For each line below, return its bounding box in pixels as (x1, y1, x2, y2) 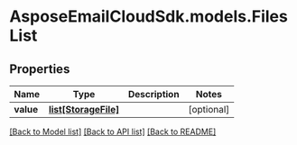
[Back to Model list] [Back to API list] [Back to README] (9, 126, 217, 137)
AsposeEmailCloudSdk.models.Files (9, 6, 289, 27)
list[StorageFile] (48, 104, 120, 115)
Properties (9, 61, 70, 77)
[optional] (188, 104, 230, 115)
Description (127, 88, 180, 100)
